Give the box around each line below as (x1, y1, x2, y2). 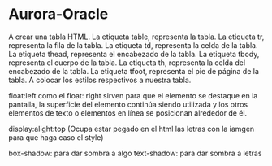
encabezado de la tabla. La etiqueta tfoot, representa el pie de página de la (8, 66, 260, 76)
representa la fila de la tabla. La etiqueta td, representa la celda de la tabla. (8, 40, 258, 50)
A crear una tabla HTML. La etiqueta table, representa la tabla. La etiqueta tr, (8, 32, 265, 41)
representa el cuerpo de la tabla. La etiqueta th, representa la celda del (8, 58, 246, 68)
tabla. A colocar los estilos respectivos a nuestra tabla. (8, 75, 192, 85)
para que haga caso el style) (8, 132, 104, 142)
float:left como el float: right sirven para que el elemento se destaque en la (8, 90, 258, 100)
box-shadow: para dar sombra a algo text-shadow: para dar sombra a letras (8, 148, 262, 158)
